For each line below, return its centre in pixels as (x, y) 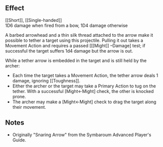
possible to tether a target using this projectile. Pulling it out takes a (74, 40)
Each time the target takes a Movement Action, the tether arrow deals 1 (85, 75)
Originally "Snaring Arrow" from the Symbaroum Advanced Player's (82, 135)
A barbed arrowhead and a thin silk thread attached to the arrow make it (79, 35)
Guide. (19, 140)
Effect (15, 8)
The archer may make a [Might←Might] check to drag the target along (84, 102)
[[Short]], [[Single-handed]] (34, 20)
